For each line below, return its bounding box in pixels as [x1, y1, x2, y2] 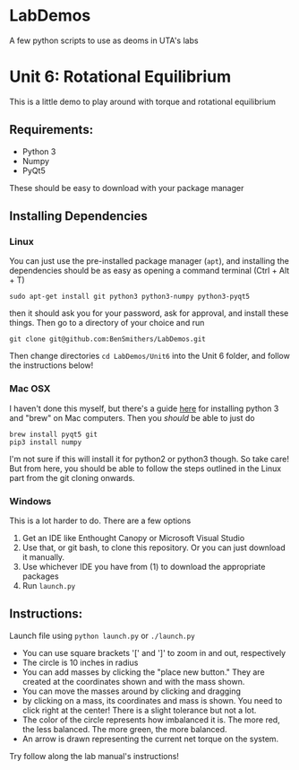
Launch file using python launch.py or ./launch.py [9, 630, 195, 641]
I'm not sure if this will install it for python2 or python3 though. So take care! [9, 453, 289, 464]
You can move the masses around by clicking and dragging [21, 686, 242, 696]
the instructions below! [9, 360, 94, 371]
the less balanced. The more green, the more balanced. [21, 723, 227, 734]
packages [21, 571, 60, 582]
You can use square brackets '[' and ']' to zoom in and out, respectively [21, 647, 286, 658]
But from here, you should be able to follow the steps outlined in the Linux [9, 463, 282, 474]
